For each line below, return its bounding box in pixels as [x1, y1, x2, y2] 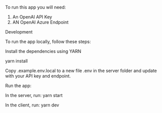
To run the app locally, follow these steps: [5, 38, 91, 44]
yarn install [5, 58, 28, 64]
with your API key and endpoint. [5, 73, 71, 79]
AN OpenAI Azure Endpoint [12, 19, 69, 25]
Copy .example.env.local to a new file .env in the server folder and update [5, 67, 157, 73]
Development [5, 29, 33, 34]
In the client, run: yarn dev [5, 102, 59, 108]
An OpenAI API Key [12, 14, 52, 19]
